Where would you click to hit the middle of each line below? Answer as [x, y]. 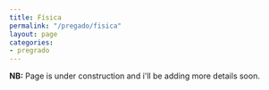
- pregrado [29, 51]
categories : [31, 42]
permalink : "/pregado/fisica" [66, 26]
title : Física [36, 17]
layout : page [34, 34]
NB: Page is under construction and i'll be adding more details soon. [135, 76]
